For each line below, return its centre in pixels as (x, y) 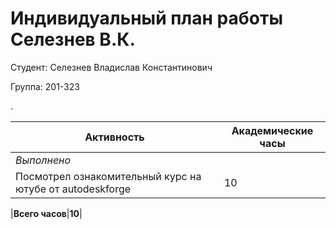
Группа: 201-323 (45, 86)
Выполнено (43, 160)
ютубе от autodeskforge (73, 189)
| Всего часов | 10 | (46, 213)
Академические (272, 130)
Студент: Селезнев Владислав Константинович (111, 67)
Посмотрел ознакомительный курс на (108, 176)
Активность (114, 137)
